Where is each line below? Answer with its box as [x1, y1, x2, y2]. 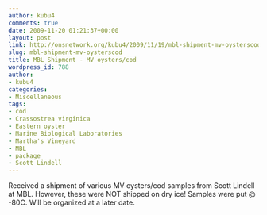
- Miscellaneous [8, 93, 62, 101]
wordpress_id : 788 [8, 63, 69, 71]
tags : [8, 100, 26, 108]
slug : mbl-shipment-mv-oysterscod [8, 48, 123, 56]
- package [8, 152, 41, 159]
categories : [8, 85, 48, 94]
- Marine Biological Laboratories [8, 129, 123, 137]
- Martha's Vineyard [8, 136, 77, 145]
